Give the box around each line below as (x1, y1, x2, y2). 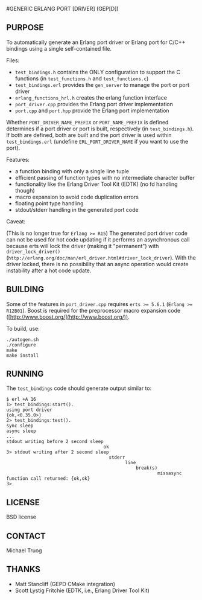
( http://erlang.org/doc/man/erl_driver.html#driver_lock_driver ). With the (6, 254, 196, 261)
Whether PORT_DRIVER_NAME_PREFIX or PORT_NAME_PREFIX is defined (6, 118, 169, 126)
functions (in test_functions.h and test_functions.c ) (14, 75, 149, 82)
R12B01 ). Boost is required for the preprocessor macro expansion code (6, 307, 181, 314)
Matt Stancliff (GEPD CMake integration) (14, 580, 116, 587)
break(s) (135, 465, 158, 471)
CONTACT (6, 531, 46, 541)
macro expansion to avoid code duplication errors (14, 193, 139, 200)
